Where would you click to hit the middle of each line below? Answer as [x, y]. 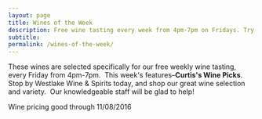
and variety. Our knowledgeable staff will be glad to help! [101, 92]
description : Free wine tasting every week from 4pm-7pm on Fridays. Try [131, 30]
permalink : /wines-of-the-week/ [61, 45]
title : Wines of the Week [50, 23]
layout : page [29, 15]
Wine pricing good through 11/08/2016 [70, 107]
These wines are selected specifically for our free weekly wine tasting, [122, 67]
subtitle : [24, 37]
